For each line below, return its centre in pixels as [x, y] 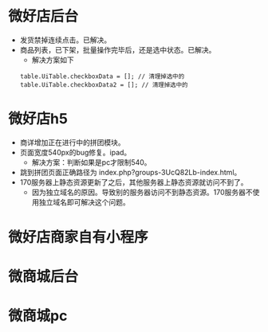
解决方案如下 [53, 60]
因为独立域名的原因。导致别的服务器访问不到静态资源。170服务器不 [142, 192]
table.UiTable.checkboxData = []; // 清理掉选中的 [102, 76]
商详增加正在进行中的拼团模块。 [72, 142]
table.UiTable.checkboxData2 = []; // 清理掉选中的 [104, 84]
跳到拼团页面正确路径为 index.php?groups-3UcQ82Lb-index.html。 [130, 172]
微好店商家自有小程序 [79, 238]
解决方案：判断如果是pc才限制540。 [91, 162]
